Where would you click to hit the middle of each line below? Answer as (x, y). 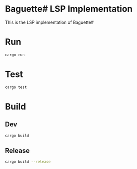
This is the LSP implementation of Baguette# (49, 22)
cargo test (16, 87)
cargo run (15, 55)
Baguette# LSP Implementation (69, 9)
